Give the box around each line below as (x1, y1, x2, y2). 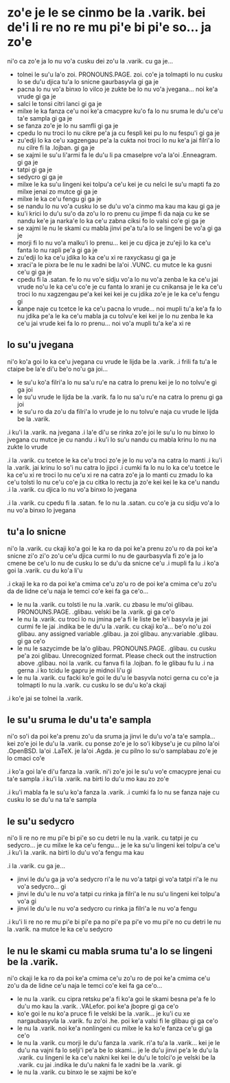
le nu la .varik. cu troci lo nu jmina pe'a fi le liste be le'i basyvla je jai (16, 615, 208, 623)
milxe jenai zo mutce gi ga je (16, 187, 98, 196)
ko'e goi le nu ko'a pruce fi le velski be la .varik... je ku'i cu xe (16, 1009, 190, 1018)
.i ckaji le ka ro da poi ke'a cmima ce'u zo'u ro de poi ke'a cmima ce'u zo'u (7, 579, 218, 588)
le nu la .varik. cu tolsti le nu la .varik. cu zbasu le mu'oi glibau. (16, 600, 194, 608)
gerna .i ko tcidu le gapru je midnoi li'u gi (16, 666, 133, 674)
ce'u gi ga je (16, 267, 53, 276)
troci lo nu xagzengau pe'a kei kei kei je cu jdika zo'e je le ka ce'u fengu (16, 289, 220, 298)
